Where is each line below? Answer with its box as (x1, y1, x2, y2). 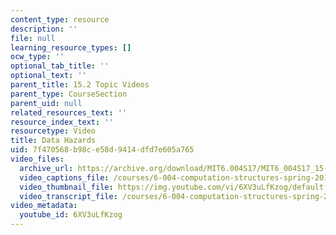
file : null (10, 33, 56, 43)
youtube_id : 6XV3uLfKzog (19, 210, 123, 220)
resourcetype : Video (10, 126, 97, 136)
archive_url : (19, 163, 74, 173)
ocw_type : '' (10, 52, 65, 62)
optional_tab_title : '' (10, 61, 110, 71)
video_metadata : (10, 201, 78, 211)
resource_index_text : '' (10, 117, 114, 127)
